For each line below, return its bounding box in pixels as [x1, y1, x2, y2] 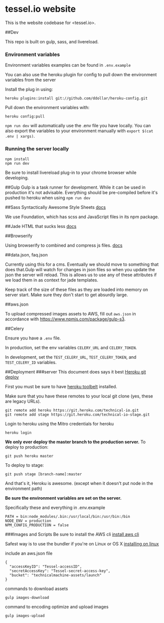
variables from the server [5, 77, 56, 83]
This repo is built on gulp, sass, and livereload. [5, 38, 99, 45]
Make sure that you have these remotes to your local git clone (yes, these [5, 393, 153, 399]
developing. [5, 174, 29, 180]
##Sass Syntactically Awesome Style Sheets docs [5, 204, 106, 210]
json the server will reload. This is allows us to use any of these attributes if [5, 272, 157, 278]
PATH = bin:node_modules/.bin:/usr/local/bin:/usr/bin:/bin [5, 514, 131, 519]
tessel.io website [5, 3, 76, 15]
